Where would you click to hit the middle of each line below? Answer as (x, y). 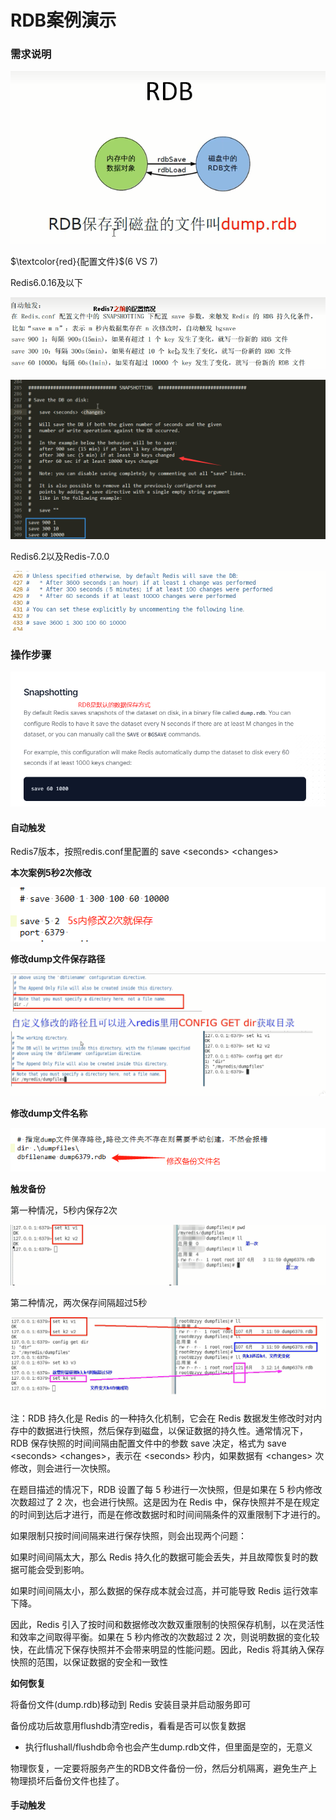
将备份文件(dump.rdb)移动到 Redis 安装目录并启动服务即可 (131, 1704)
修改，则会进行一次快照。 (63, 1468)
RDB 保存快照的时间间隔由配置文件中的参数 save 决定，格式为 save (148, 1443)
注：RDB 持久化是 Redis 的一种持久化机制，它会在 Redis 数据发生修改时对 (162, 1418)
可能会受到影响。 (54, 1569)
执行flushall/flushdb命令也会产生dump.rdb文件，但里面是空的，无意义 (168, 1747)
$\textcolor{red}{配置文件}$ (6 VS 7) (84, 261)
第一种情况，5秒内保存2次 (64, 1210)
